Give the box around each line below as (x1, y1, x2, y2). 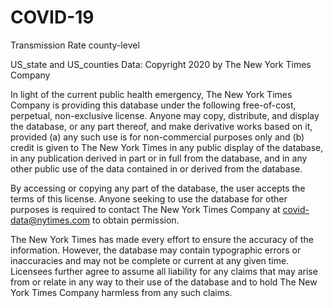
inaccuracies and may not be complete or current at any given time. (10, 254, 290, 266)
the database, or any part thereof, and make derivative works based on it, (10, 120, 313, 132)
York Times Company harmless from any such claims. (10, 286, 233, 298)
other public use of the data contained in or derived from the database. (10, 162, 303, 175)
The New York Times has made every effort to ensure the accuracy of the (10, 233, 314, 245)
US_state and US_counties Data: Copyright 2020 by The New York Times (10, 58, 312, 70)
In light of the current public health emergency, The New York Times (10, 88, 293, 100)
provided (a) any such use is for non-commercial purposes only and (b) (10, 131, 305, 143)
